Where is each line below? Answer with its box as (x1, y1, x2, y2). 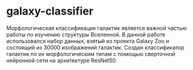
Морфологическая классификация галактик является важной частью (6, 24, 187, 32)
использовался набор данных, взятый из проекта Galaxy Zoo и (6, 37, 169, 44)
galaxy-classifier (6, 4, 94, 18)
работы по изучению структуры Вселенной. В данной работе (6, 30, 166, 38)
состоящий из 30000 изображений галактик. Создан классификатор (6, 44, 185, 51)
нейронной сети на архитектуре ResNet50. (6, 57, 117, 64)
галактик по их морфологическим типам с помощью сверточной (6, 50, 176, 57)
